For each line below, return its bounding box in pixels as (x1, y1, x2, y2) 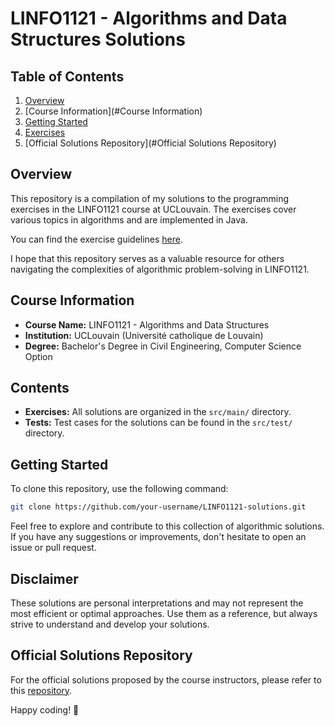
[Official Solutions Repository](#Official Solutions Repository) (24, 137, 277, 149)
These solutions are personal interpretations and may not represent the (10, 597, 304, 609)
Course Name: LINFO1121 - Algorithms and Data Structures (24, 318, 270, 331)
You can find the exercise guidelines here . (10, 233, 184, 245)
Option (24, 350, 53, 362)
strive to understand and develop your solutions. (10, 618, 210, 630)
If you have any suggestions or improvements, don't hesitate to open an (10, 531, 307, 543)
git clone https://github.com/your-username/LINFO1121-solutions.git (10, 502, 307, 512)
